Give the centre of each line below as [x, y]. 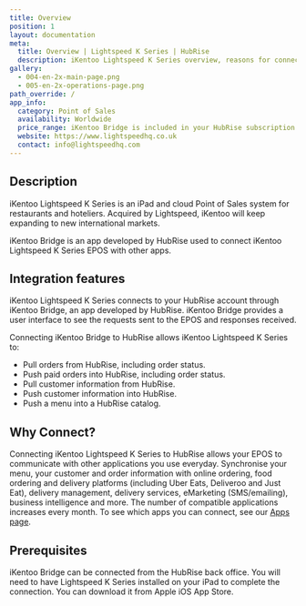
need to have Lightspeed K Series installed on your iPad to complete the [145, 582]
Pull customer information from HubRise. [99, 384]
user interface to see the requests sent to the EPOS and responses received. [153, 320]
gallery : [26, 69]
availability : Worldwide [65, 119]
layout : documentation [52, 35]
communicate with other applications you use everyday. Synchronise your [148, 464]
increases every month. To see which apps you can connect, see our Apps [149, 512]
